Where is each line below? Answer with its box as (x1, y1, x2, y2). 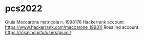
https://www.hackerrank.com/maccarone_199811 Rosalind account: (5, 24, 140, 30)
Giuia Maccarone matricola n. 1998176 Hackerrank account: (5, 19, 125, 25)
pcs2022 (5, 3, 42, 14)
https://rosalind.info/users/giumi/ (5, 29, 72, 35)
